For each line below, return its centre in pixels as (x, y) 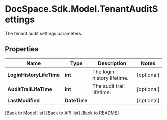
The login (104, 72)
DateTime (76, 100)
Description (112, 63)
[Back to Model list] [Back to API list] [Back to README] (62, 113)
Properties (22, 49)
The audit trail (109, 86)
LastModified (24, 100)
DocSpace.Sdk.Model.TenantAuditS (82, 9)
